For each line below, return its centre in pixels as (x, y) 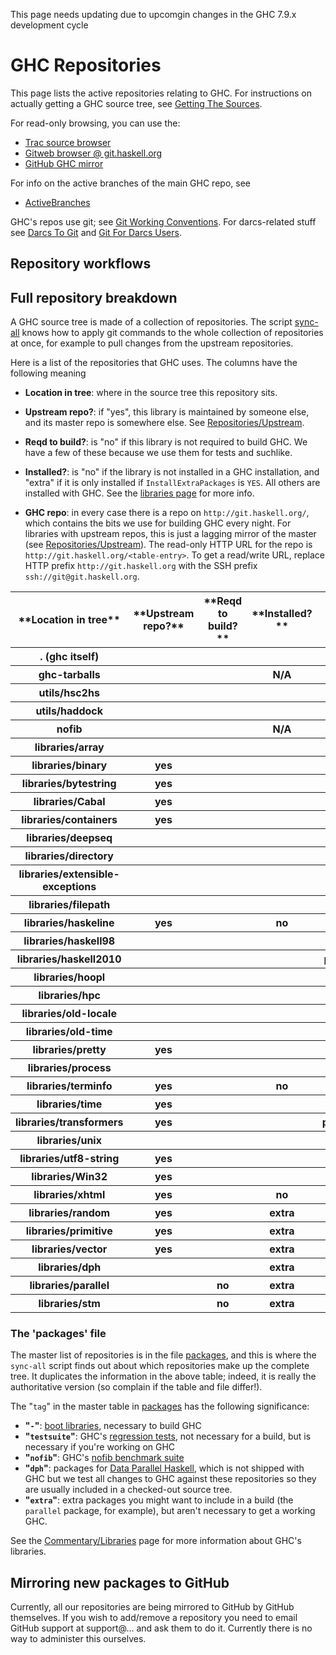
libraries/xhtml (69, 1195)
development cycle (49, 25)
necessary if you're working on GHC (100, 1447)
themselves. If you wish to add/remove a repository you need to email (154, 1618)
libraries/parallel (69, 1286)
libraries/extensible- (69, 874)
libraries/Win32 (69, 1177)
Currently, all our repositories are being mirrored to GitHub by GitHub (152, 1607)
